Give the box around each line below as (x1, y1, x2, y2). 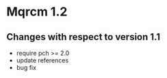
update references (16, 56, 69, 64)
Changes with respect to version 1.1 (6, 31, 161, 43)
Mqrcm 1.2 (6, 4, 68, 20)
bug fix (16, 64, 37, 71)
